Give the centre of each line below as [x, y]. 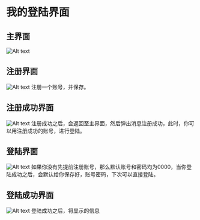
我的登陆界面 [38, 12]
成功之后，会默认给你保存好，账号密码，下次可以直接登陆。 [85, 174]
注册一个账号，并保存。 [60, 87]
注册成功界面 [30, 108]
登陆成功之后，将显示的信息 [65, 211]
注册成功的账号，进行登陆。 [51, 131]
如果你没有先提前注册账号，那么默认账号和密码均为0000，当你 [109, 167]
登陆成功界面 [30, 195]
